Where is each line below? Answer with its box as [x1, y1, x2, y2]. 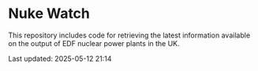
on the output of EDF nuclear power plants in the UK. [8, 38, 180, 48]
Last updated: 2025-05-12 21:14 [8, 54, 112, 63]
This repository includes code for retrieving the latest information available [8, 30, 251, 40]
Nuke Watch [8, 5, 91, 23]
